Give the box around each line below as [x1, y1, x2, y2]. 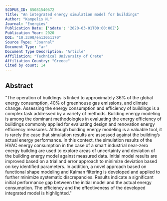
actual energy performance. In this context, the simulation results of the [5, 137, 153, 143]
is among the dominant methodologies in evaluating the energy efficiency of [5, 116, 162, 122]
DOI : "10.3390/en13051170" [5, 35, 61, 40]
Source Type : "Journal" [5, 40, 55, 45]
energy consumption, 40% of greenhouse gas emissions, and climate [5, 100, 148, 106]
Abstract [5, 81, 33, 90]
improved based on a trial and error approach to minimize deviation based [5, 158, 158, 164]
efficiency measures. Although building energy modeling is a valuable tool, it [5, 126, 162, 132]
